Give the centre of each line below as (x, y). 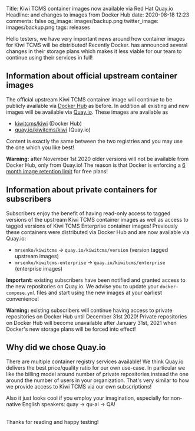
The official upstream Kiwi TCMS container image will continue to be (89, 99)
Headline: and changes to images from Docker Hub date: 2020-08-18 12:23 (98, 15)
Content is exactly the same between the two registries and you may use (95, 141)
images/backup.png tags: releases (48, 27)
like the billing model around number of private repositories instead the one (97, 374)
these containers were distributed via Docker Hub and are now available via (98, 232)
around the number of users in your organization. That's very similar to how (98, 380)
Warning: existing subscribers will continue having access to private (89, 310)
